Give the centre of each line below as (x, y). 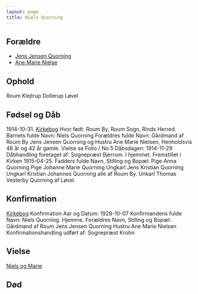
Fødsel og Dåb (34, 115)
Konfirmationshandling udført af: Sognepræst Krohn (70, 232)
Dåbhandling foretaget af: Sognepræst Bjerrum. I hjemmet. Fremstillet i (94, 154)
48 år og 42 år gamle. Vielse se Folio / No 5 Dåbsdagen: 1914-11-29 (89, 148)
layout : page (22, 12)
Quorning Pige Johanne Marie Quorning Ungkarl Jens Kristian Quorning (95, 167)
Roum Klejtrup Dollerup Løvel (42, 96)
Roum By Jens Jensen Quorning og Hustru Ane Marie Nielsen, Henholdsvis (99, 142)
